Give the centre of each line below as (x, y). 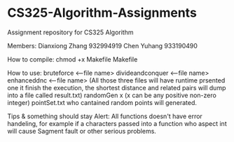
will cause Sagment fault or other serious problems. (82, 131)
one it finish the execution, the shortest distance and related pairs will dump (117, 87)
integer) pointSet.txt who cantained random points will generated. (102, 102)
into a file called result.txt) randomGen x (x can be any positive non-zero (112, 95)
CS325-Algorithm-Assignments (102, 13)
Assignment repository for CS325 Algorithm (70, 32)
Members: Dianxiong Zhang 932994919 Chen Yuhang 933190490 (103, 45)
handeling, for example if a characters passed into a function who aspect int (117, 123)
